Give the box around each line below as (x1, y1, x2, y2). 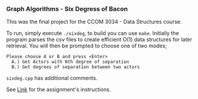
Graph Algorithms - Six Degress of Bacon (6, 5, 128, 13)
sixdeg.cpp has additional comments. (6, 75, 98, 82)
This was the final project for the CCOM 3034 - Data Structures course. (6, 18, 182, 25)
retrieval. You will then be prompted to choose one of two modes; (6, 42, 167, 49)
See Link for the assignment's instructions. (6, 86, 112, 93)
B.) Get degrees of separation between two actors (11, 64, 140, 70)
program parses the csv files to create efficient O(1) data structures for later (6, 36, 193, 43)
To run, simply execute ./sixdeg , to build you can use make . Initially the (6, 30, 180, 37)
